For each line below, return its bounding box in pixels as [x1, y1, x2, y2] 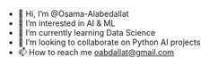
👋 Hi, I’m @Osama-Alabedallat [17, 9, 129, 19]
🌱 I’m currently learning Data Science [17, 28, 156, 37]
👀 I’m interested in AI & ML [17, 18, 116, 29]
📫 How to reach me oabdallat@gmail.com [17, 47, 175, 57]
